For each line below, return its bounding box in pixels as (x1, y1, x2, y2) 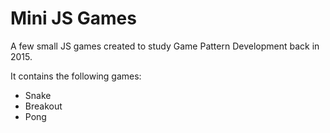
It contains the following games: (10, 70, 142, 82)
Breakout (24, 100, 63, 112)
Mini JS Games (10, 7, 137, 30)
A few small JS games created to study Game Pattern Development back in (10, 40, 320, 52)
